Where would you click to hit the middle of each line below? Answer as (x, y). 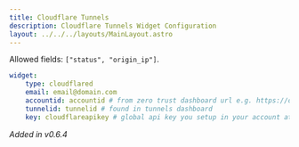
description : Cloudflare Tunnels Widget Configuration (113, 26)
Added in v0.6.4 (39, 134)
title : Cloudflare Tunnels (59, 17)
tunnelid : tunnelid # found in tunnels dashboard (119, 109)
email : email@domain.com (71, 93)
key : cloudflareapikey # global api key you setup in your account (153, 117)
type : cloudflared (59, 84)
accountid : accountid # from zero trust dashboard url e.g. (139, 101)
